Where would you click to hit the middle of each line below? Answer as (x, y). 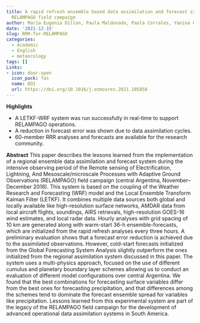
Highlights (19, 106)
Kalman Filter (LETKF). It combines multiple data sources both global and (96, 199)
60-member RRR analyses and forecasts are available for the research (101, 137)
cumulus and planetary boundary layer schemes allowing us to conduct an (98, 269)
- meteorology (29, 56)
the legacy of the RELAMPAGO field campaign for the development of (91, 307)
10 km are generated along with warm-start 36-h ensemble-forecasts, (92, 224)
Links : (14, 67)
